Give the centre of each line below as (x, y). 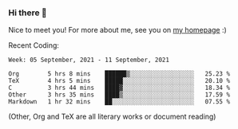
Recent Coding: (34, 45)
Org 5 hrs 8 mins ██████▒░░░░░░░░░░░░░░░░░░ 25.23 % (119, 74)
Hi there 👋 (28, 13)
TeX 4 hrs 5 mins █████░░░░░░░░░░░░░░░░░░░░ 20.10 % (119, 81)
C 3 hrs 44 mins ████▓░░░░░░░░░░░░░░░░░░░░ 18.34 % (119, 88)
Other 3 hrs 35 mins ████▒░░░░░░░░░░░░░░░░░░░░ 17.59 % (119, 95)
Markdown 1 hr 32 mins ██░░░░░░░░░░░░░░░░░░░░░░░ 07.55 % (119, 102)
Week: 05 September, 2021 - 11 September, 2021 (89, 60)
